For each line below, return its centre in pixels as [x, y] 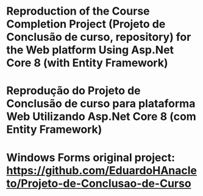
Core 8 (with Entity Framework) [87, 63]
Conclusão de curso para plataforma [101, 104]
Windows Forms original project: [91, 157]
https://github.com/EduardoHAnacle [101, 170]
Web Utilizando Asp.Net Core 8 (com [101, 117]
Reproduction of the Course [78, 11]
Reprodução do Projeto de [74, 91]
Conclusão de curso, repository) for [99, 37]
